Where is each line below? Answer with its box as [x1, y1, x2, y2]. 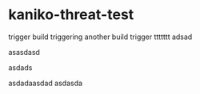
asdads [8, 62, 33, 72]
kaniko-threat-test [8, 6, 134, 24]
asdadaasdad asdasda [8, 78, 82, 88]
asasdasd [8, 47, 40, 57]
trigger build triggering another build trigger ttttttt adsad [8, 32, 193, 41]
